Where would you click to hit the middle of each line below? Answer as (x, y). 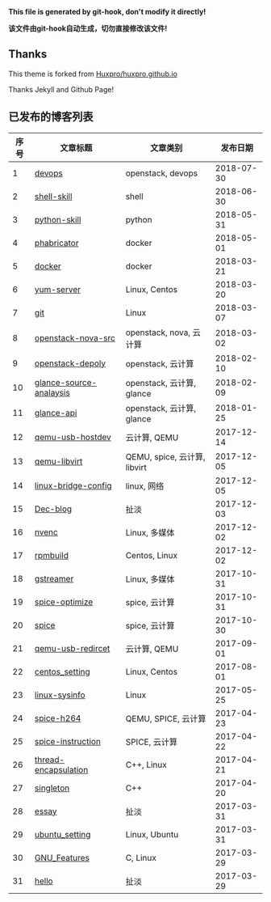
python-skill (58, 219)
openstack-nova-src (75, 337)
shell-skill (54, 196)
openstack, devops (162, 173)
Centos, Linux (152, 555)
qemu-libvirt (59, 461)
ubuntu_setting (63, 834)
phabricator (57, 243)
